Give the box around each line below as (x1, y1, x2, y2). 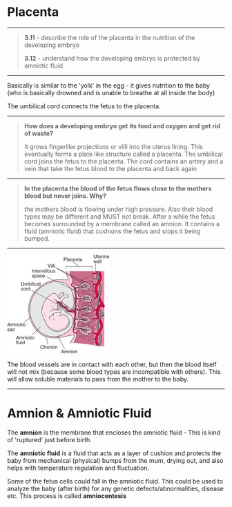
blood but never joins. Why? (23, 191, 107, 200)
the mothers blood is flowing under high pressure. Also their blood (23, 205, 213, 213)
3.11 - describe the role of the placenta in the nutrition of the (23, 33, 195, 41)
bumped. (23, 234, 50, 242)
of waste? (23, 129, 54, 137)
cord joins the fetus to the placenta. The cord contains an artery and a (23, 157, 224, 166)
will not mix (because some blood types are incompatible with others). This (7, 367, 221, 376)
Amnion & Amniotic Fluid (7, 406, 152, 421)
